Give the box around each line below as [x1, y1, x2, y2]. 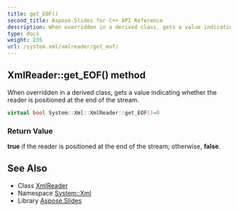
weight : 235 [7, 37, 42, 44]
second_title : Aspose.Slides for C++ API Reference [7, 17, 163, 24]
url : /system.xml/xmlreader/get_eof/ [7, 43, 119, 50]
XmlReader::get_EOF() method [7, 69, 146, 81]
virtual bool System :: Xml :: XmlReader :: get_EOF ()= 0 [7, 109, 160, 117]
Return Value [7, 126, 53, 136]
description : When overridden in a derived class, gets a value [7, 23, 201, 30]
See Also [7, 163, 47, 175]
